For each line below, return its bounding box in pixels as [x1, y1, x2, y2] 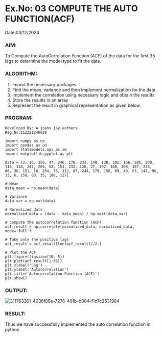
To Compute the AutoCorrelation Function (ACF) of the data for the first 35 [5, 53, 155, 59]
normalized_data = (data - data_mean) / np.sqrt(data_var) [5, 211, 128, 216]
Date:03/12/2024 [5, 29, 40, 35]
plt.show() [5, 275, 27, 281]
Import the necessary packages [12, 81, 77, 87]
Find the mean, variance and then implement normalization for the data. [12, 87, 157, 93]
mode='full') [5, 228, 32, 233]
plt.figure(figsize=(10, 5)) [5, 254, 65, 259]
